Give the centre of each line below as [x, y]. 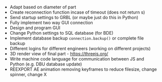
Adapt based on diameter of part [43, 7]
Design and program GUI [35, 28]
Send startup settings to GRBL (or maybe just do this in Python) [74, 17]
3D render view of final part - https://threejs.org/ [59, 54]
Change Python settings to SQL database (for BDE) [62, 33]
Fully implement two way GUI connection [51, 22]
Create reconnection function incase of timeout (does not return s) [77, 12]
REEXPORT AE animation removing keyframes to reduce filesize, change [83, 69]
